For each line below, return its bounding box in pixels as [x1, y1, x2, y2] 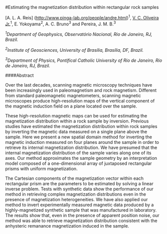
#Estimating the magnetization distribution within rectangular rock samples [5, 4, 159, 10]
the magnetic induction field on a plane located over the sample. [5, 103, 137, 109]
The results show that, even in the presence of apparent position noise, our [5, 213, 160, 219]
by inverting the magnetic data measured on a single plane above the [5, 129, 148, 135]
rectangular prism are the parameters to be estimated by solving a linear [5, 181, 154, 187]
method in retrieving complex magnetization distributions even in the [5, 191, 146, 197]
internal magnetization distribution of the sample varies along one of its [5, 150, 152, 156]
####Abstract [5, 72, 34, 79]
